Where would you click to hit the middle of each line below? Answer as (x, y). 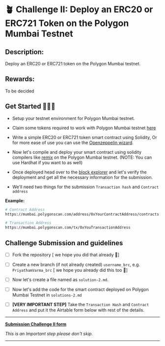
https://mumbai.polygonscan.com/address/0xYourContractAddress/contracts (82, 214)
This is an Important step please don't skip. (49, 334)
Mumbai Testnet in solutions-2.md (47, 295)
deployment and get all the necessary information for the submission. (82, 177)
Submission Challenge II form (36, 324)
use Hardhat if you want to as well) (47, 162)
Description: (25, 52)
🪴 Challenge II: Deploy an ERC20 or (79, 10)
